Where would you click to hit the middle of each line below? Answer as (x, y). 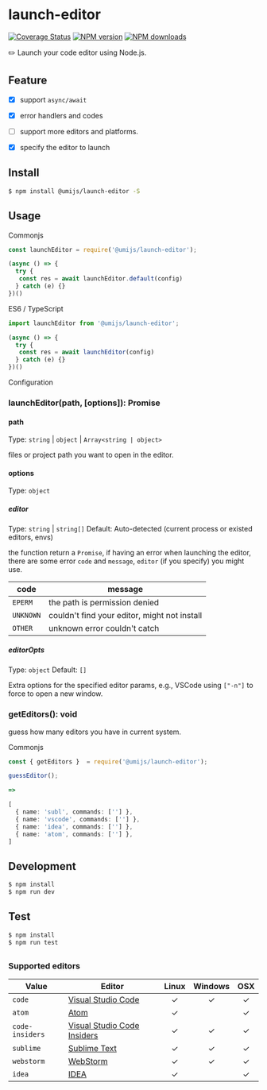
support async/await (53, 99)
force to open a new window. (56, 694)
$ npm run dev (32, 892)
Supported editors (44, 965)
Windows (212, 987)
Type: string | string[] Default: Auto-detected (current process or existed (130, 529)
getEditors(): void (43, 714)
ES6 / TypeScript (36, 308)
